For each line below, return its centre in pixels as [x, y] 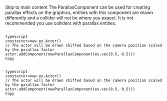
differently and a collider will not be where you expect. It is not [69, 18]
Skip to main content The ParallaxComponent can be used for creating [78, 7]
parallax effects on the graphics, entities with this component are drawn [79, 12]
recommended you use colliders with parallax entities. [61, 23]
